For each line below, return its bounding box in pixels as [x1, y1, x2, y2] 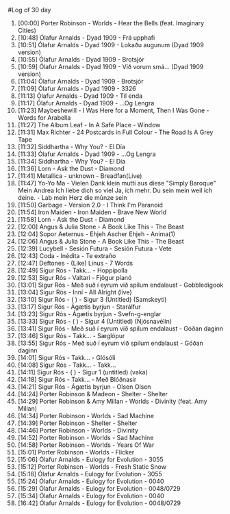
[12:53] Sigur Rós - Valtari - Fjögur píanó [17, 274, 132, 281]
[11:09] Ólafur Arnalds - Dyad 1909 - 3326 [17, 85, 136, 92]
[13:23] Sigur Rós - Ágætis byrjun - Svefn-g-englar [17, 310, 162, 318]
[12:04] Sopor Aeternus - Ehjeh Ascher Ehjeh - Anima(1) [17, 230, 176, 238]
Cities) [17, 27, 37, 34]
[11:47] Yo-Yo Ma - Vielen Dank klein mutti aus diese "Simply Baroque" [17, 179, 216, 187]
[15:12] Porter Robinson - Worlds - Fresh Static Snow [17, 463, 167, 471]
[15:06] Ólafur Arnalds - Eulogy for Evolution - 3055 [17, 455, 164, 463]
